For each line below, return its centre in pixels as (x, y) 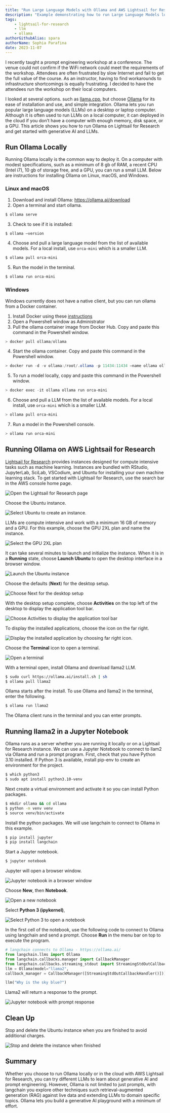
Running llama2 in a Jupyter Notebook (67, 731)
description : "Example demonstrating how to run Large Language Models (82, 15)
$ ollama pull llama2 (28, 681)
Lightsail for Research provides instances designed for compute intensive (82, 462)
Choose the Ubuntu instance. (36, 503)
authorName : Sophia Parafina (36, 43)
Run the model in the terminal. (44, 267)
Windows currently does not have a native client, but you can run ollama (80, 301)
